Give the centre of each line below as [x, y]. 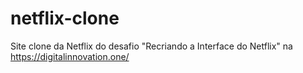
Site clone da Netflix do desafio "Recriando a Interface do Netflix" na [151, 46]
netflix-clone [65, 18]
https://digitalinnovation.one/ [70, 56]
